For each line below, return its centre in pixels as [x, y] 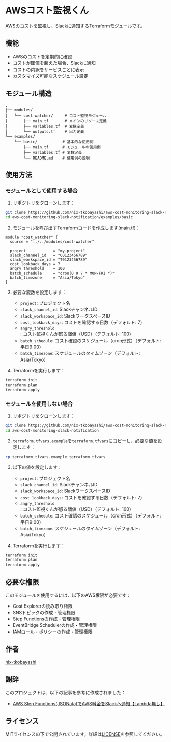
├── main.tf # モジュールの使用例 [62, 147]
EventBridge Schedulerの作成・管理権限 [55, 625]
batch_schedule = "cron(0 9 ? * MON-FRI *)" [62, 273]
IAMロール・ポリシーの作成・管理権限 [52, 632]
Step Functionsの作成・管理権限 [46, 619]
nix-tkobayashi [21, 662]
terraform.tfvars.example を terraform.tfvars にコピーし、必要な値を [85, 441]
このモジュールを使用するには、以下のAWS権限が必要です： [68, 595]
